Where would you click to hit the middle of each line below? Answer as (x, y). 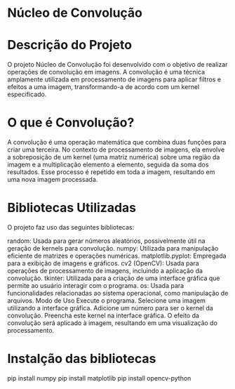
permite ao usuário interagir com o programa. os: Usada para (96, 285)
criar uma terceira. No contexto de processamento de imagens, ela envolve (116, 150)
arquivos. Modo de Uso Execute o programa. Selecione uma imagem (106, 301)
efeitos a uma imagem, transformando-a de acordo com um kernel (103, 87)
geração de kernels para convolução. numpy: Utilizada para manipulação (113, 248)
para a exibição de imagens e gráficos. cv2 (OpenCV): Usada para (103, 263)
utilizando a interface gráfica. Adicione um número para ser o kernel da (110, 308)
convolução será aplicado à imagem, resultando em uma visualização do (112, 323)
